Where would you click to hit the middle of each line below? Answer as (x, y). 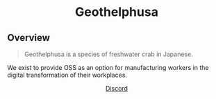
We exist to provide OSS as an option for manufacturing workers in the (108, 67)
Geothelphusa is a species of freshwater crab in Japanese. (108, 54)
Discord (117, 88)
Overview (29, 38)
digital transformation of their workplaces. (67, 75)
